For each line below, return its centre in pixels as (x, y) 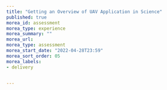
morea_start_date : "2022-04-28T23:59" (55, 51)
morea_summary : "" (29, 34)
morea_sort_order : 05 (33, 56)
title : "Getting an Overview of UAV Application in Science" (84, 12)
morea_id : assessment (33, 23)
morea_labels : (24, 61)
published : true (26, 17)
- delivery (20, 67)
